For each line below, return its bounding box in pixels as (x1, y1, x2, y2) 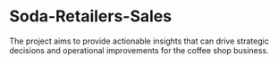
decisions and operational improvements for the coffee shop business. (9, 44, 270, 55)
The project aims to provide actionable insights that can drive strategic (9, 36, 270, 46)
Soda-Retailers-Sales (9, 6, 173, 27)
